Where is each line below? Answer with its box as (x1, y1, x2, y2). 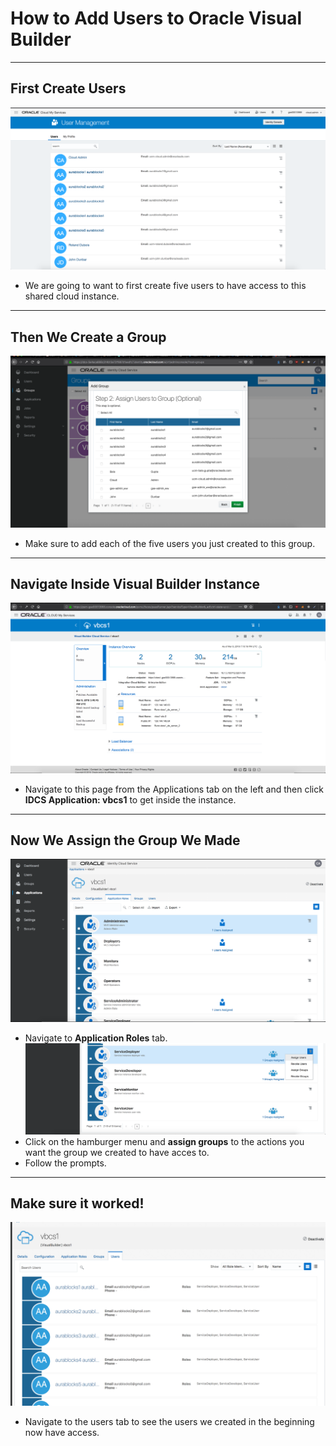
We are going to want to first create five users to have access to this (24, 280, 307, 292)
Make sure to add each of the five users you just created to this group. (24, 537, 316, 549)
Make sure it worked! (10, 1195, 145, 1212)
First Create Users (10, 80, 127, 97)
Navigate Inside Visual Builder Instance (10, 575, 261, 592)
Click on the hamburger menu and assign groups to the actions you (24, 1135, 305, 1147)
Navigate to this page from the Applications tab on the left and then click (24, 783, 324, 795)
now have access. (24, 1426, 100, 1438)
